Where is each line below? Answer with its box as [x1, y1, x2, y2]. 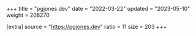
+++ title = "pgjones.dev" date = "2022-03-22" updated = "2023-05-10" [6, 5, 190, 12]
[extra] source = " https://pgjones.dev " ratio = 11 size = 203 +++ [6, 23, 167, 30]
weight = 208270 [6, 11, 50, 19]
